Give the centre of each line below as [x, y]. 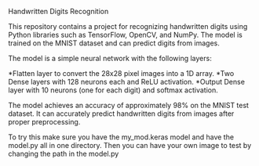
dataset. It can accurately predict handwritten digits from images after [121, 114]
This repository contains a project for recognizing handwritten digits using [128, 26]
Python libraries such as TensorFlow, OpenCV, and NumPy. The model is [126, 35]
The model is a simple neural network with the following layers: [110, 58]
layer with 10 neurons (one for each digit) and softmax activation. [113, 90]
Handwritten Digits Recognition [58, 11]
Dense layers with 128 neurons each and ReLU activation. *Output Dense [127, 82]
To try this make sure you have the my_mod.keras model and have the [121, 137]
